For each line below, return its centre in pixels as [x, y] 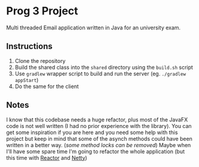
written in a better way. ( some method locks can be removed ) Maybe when [99, 145]
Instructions [29, 46]
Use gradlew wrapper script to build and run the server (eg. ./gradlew [100, 74]
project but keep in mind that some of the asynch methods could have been [99, 138]
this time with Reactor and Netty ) [47, 157]
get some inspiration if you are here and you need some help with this [92, 132]
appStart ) [27, 80]
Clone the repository [40, 60]
